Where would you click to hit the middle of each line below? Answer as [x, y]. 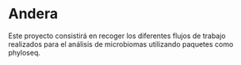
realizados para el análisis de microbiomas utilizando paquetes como [121, 44]
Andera [33, 14]
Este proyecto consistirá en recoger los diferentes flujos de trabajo [117, 36]
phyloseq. [25, 52]
